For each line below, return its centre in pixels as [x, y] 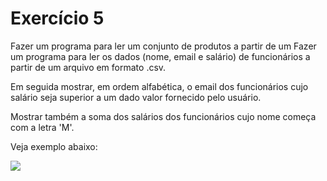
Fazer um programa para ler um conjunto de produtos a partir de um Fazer [163, 46]
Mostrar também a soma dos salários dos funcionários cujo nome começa [163, 116]
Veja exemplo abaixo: [54, 146]
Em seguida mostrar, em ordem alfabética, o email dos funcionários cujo [159, 86]
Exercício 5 [57, 18]
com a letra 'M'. [42, 127]
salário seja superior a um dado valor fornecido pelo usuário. [136, 97]
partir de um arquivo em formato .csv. [88, 67]
